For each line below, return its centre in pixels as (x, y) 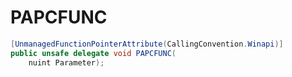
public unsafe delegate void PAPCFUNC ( (93, 53)
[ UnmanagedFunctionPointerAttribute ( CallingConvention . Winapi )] (147, 44)
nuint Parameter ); (66, 62)
